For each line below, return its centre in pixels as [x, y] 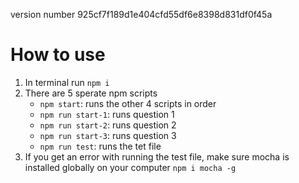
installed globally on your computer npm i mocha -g [130, 167]
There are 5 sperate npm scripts [91, 93]
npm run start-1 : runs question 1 [107, 114]
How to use [58, 55]
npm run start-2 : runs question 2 [108, 125]
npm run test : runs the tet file [100, 146]
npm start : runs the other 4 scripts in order [128, 103]
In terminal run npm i [67, 82]
